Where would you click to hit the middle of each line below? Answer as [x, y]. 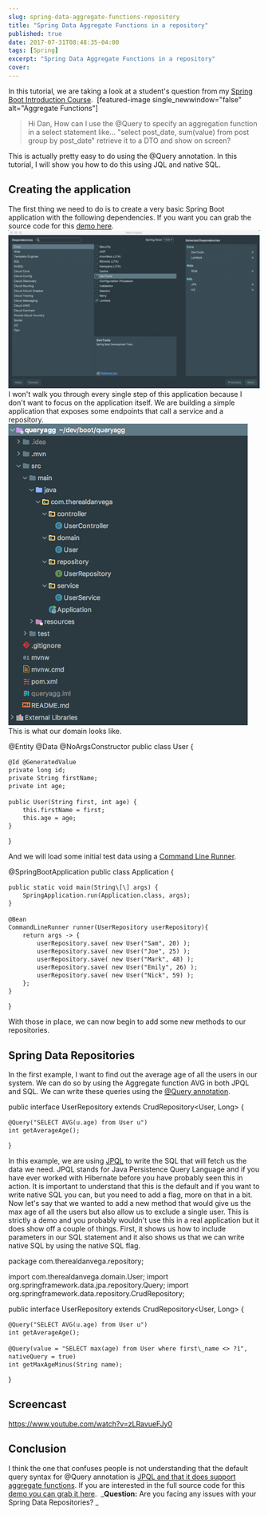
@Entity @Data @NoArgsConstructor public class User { [101, 747]
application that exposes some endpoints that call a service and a [116, 411]
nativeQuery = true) [43, 1356]
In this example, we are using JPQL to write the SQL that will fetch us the [128, 1160]
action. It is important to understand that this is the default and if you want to [134, 1186]
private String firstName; [53, 779]
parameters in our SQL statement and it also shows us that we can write [126, 1237]
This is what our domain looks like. [65, 732]
